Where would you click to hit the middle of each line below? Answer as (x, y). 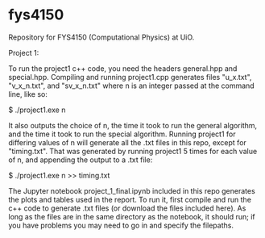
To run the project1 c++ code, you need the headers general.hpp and (123, 68)
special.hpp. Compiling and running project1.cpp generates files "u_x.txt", (130, 77)
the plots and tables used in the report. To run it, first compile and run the (130, 199)
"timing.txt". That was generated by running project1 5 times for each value (133, 151)
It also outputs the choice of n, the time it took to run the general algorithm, (133, 125)
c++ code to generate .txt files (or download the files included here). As (127, 208)
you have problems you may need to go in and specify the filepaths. (121, 225)
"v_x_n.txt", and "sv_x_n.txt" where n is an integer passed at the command (132, 86)
